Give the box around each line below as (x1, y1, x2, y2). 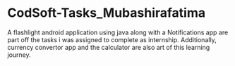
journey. (7, 51, 31, 59)
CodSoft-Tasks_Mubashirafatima (7, 5, 206, 21)
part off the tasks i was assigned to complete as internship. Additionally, (7, 35, 217, 44)
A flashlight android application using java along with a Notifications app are (7, 28, 229, 37)
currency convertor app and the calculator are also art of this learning (7, 43, 210, 51)
